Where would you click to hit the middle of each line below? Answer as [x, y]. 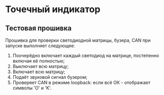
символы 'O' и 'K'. [32, 88]
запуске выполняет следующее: [40, 46]
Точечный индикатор [53, 9]
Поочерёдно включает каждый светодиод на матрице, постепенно [86, 55]
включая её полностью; [39, 61]
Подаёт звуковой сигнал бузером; [50, 77]
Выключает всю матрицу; [41, 66]
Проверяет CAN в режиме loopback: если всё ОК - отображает [81, 83]
